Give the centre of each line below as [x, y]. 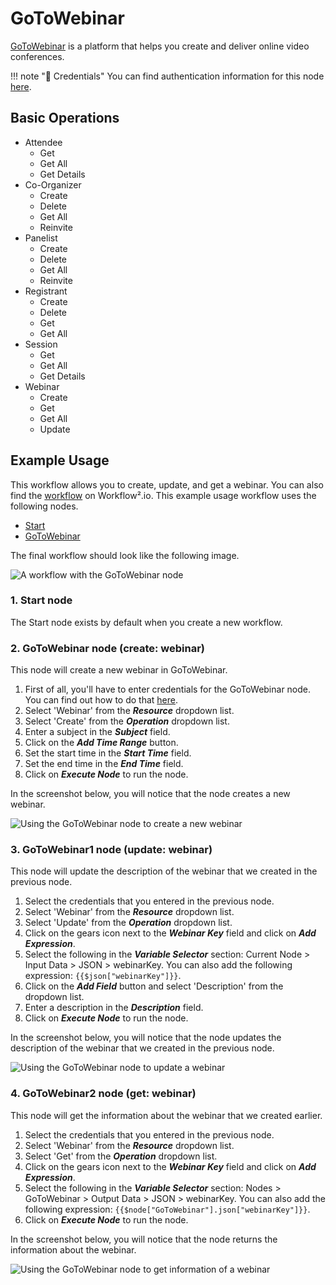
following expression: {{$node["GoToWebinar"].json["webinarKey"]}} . [167, 1209]
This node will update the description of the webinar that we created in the [164, 871]
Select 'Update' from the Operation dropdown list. [128, 923]
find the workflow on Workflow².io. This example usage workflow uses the [163, 495]
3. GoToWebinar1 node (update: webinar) [111, 850]
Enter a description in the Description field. [114, 1008]
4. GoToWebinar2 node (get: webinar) [103, 1094]
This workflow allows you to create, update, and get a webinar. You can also [167, 484]
